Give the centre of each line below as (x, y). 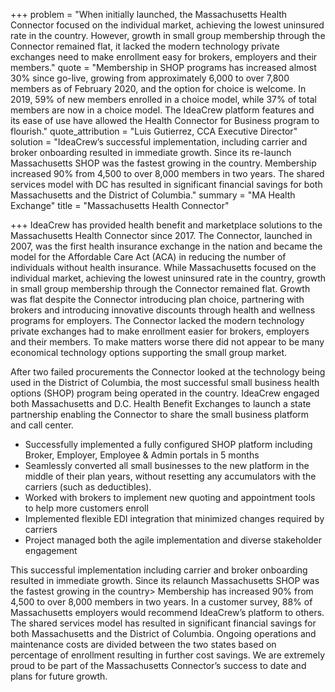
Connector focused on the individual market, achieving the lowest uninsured (167, 25)
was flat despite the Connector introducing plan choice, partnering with (157, 299)
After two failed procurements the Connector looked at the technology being (168, 372)
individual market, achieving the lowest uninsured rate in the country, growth (168, 278)
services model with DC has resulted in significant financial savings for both (166, 184)
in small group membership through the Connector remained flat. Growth (160, 288)
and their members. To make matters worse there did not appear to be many (167, 342)
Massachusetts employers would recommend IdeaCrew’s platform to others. (167, 612)
